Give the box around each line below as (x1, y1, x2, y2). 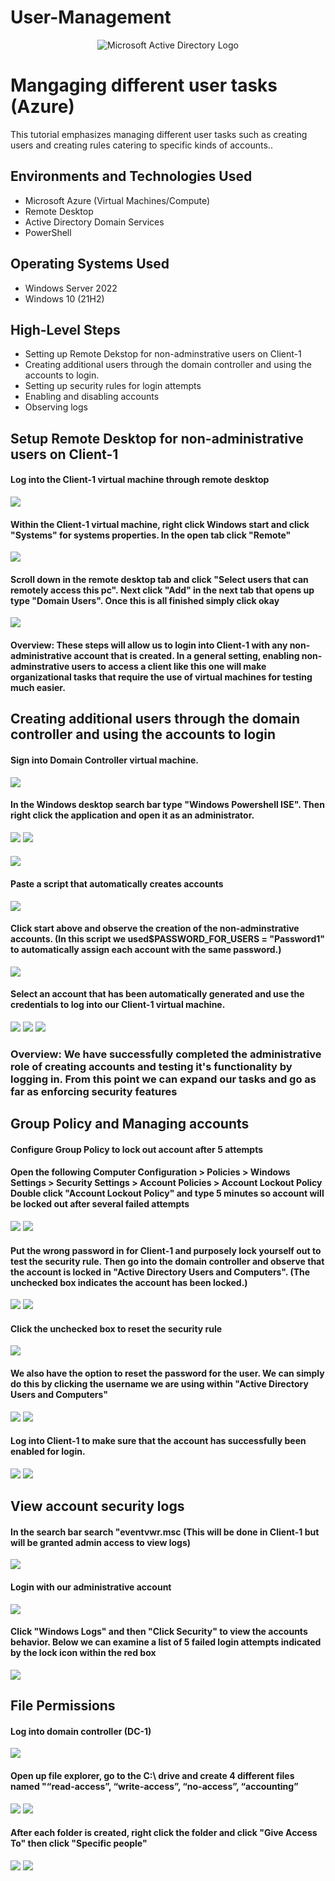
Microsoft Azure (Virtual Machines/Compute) (24, 194, 211, 206)
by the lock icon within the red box (10, 1647, 157, 1659)
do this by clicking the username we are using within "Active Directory (10, 1378, 309, 1390)
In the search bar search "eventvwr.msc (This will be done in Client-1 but (10, 1526, 320, 1538)
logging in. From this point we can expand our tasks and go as (10, 1072, 317, 1086)
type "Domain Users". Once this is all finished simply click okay (10, 594, 280, 606)
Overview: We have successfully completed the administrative (10, 1047, 322, 1061)
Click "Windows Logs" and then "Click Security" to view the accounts (10, 1626, 308, 1638)
